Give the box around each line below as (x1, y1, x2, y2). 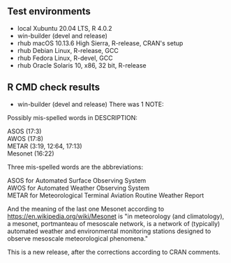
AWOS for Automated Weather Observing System (7, 183, 150, 192)
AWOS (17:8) (7, 134, 44, 142)
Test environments (7, 6, 91, 17)
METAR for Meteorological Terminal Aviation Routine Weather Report (7, 191, 204, 200)
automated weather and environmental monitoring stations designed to (7, 227, 211, 235)
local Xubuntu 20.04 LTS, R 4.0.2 (17, 24, 112, 32)
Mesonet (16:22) (7, 149, 54, 158)
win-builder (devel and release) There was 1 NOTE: (17, 100, 164, 108)
